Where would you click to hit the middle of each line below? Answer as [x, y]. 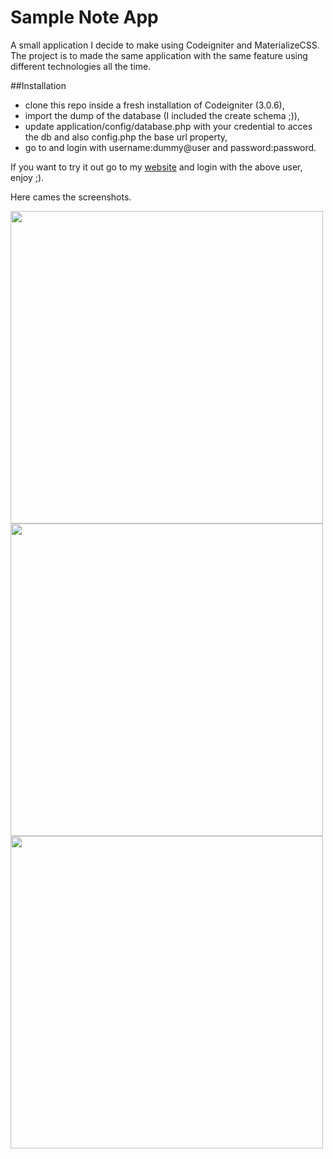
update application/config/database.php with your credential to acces [168, 126]
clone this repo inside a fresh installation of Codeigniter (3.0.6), [154, 105]
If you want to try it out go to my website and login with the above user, [156, 167]
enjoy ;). [27, 177]
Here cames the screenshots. [71, 197]
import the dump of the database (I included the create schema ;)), [162, 115]
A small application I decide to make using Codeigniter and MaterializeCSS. [165, 45]
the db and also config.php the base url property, [126, 137]
